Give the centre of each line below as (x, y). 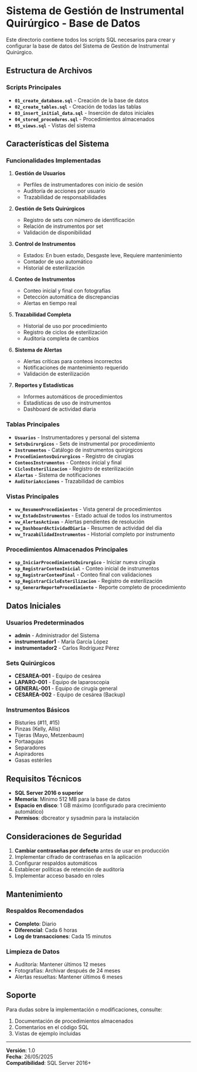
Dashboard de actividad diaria (60, 409)
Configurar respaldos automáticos (56, 863)
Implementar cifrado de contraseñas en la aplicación (78, 857)
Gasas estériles (33, 760)
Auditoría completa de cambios (61, 338)
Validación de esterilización (56, 374)
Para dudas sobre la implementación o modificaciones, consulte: (84, 1009)
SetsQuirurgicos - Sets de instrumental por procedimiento (85, 443)
